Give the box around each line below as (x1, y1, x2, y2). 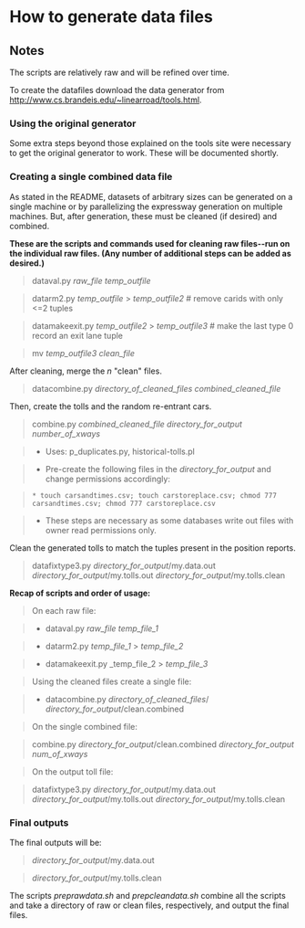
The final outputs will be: (9, 837, 102, 848)
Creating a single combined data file (9, 171, 173, 184)
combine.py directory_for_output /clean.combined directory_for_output (31, 738, 294, 750)
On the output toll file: (31, 765, 114, 777)
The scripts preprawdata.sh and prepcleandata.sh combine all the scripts (9, 890, 287, 901)
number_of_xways (31, 427, 101, 439)
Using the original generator (9, 117, 137, 130)
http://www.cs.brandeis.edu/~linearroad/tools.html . (9, 94, 202, 105)
